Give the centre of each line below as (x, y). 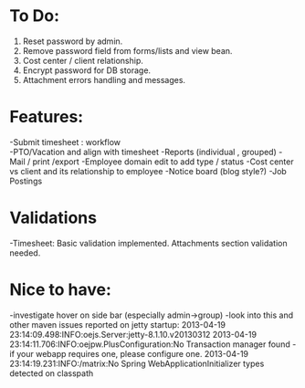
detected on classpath (52, 373)
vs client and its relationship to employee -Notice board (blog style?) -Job (148, 171)
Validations (53, 218)
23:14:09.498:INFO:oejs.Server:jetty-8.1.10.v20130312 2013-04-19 (133, 334)
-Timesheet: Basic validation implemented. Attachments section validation (148, 243)
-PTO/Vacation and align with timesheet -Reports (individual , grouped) (143, 152)
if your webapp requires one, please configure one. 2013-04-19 (129, 353)
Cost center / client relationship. (83, 60)
